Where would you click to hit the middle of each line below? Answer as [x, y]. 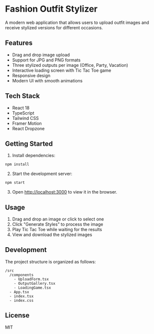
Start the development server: [42, 174]
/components [22, 275]
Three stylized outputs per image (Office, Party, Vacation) [70, 65]
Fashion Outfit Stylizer [51, 9]
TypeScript [23, 113]
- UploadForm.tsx [31, 279]
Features [19, 43]
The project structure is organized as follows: [50, 261]
